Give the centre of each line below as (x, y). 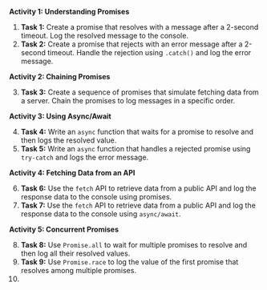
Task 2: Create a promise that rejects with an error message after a (131, 44)
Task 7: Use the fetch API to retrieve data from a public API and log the (138, 205)
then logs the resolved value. (69, 140)
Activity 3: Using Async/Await (60, 116)
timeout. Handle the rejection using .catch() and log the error (150, 52)
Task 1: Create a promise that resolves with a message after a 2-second (140, 27)
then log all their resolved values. (75, 253)
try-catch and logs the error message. (85, 157)
